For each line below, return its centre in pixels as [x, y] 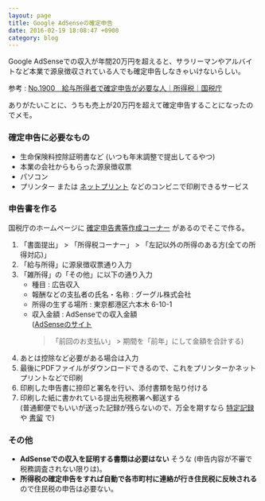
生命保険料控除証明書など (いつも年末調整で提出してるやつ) [117, 157]
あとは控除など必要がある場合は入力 [79, 358]
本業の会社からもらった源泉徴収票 [76, 166]
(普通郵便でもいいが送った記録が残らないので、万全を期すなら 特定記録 [137, 407]
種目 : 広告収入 [56, 284]
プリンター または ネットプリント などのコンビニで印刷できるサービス [134, 186]
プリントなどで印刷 [51, 378]
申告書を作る [33, 209]
